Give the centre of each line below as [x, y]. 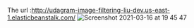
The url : [19, 10]
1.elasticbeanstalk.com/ [42, 17]
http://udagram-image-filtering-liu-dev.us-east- [101, 10]
